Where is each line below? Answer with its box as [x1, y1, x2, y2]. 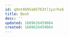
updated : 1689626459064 [5, 20, 53, 25]
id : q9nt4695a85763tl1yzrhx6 [5, 7, 64, 12]
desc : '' [5, 16, 23, 21]
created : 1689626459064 [5, 25, 53, 30]
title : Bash [5, 12, 29, 16]
